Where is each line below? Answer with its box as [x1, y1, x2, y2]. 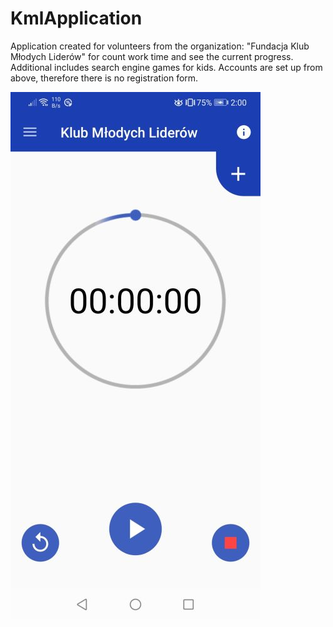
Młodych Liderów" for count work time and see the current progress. [10, 50, 294, 62]
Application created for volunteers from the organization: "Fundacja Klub [10, 40, 310, 52]
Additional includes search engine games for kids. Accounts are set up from [10, 61, 323, 73]
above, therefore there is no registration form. [10, 72, 199, 84]
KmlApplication [10, 7, 143, 30]
